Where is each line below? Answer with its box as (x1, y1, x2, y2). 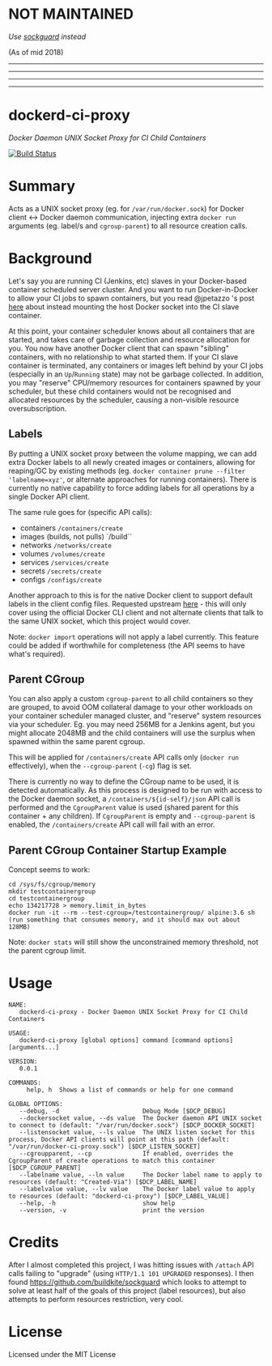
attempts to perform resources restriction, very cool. (8, 1295, 184, 1304)
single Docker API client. (8, 492, 91, 501)
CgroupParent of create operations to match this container (8, 1157, 216, 1165)
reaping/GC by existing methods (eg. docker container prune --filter (8, 466, 245, 475)
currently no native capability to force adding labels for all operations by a (8, 483, 255, 492)
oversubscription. (8, 403, 67, 413)
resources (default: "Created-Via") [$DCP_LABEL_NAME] (8, 1178, 198, 1186)
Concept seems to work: (8, 865, 91, 874)
